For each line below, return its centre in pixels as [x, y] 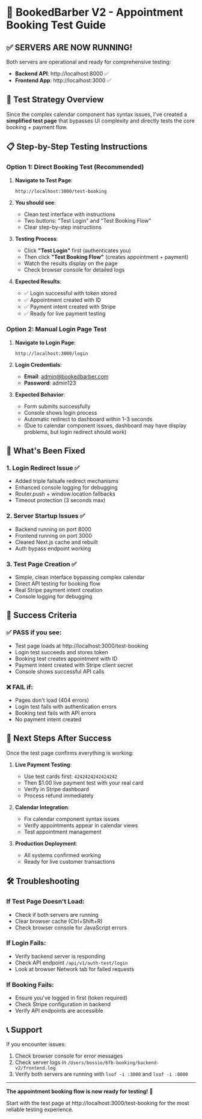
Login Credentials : [38, 365]
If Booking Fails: [30, 984]
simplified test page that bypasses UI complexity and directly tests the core [101, 121]
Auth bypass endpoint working [53, 548]
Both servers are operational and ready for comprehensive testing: [89, 62]
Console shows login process [60, 412]
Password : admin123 [50, 383]
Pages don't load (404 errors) [52, 700]
